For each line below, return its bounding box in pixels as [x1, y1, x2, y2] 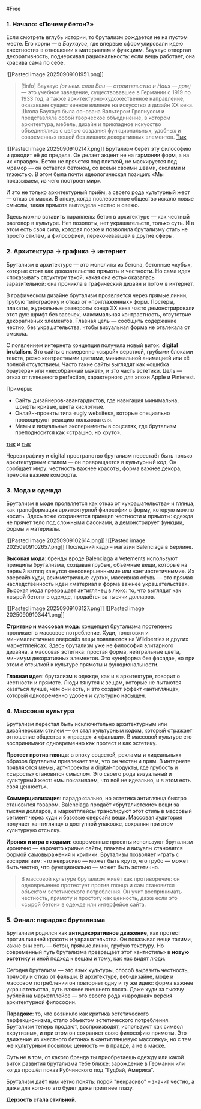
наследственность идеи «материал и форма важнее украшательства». [6, 580, 190, 587]
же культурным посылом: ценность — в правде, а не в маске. [6, 1042, 166, 1050]
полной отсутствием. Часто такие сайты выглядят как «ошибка [6, 360, 169, 368]
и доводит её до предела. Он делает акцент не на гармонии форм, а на [6, 151, 190, 159]
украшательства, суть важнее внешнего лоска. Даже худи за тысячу [6, 986, 184, 993]
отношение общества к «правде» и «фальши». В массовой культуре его [6, 733, 192, 740]
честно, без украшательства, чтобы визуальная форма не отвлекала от [6, 324, 190, 331]
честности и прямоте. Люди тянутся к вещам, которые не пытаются [6, 678, 182, 686]
